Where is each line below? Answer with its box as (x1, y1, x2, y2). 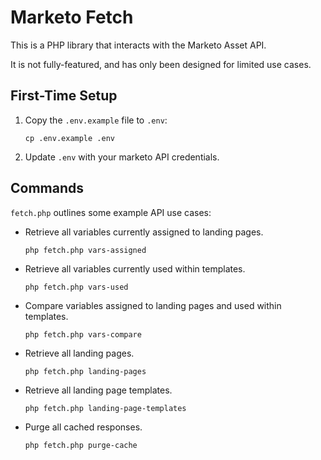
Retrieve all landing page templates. (24, 384, 173, 396)
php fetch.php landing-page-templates (24, 403, 187, 413)
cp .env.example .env (24, 133, 115, 143)
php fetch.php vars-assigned (24, 245, 147, 255)
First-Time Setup (10, 87, 118, 105)
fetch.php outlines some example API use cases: (10, 206, 212, 218)
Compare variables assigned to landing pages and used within (24, 299, 282, 311)
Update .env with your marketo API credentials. (24, 151, 220, 163)
